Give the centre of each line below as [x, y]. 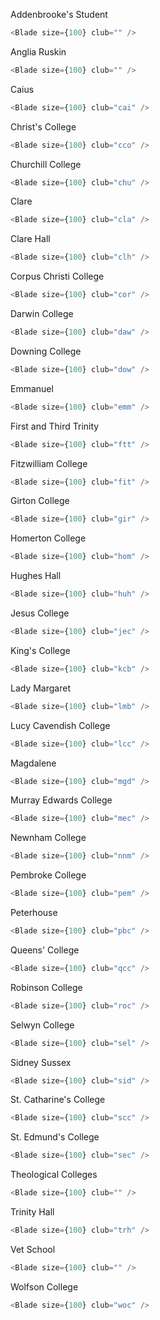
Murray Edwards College [61, 800]
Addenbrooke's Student [59, 14]
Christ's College [43, 126]
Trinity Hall [32, 1212]
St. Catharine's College [58, 1100]
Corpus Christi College [57, 276]
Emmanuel [32, 388]
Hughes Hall [36, 576]
